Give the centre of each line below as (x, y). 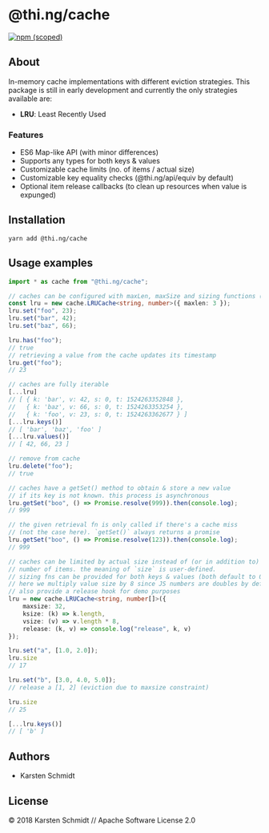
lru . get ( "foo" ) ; (35, 362)
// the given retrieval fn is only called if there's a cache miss (123, 525)
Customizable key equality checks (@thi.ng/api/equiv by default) (126, 178)
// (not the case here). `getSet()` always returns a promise (114, 532)
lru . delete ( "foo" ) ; (41, 467)
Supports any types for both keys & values (90, 161)
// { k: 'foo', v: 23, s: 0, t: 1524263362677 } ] (98, 414)
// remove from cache (44, 459)
